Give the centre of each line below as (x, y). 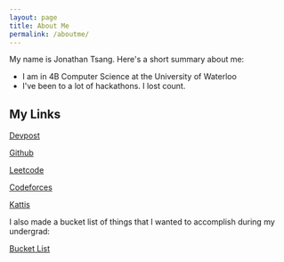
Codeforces (31, 187)
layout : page (33, 17)
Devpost (24, 135)
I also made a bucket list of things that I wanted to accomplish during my (142, 222)
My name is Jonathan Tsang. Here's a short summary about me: (127, 60)
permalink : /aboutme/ (49, 34)
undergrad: (30, 232)
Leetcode (27, 170)
